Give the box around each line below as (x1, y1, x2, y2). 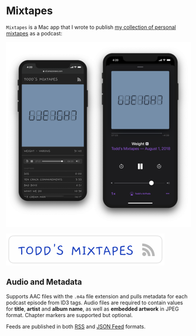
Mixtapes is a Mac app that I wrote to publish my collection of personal (6, 24, 176, 31)
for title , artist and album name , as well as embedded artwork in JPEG (6, 305, 179, 312)
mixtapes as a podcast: (6, 29, 63, 36)
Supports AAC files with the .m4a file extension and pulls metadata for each (6, 292, 188, 300)
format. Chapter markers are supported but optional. (6, 311, 133, 318)
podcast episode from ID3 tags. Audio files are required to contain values (6, 299, 184, 306)
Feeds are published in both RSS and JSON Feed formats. (6, 322, 146, 330)
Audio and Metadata (6, 277, 82, 287)
